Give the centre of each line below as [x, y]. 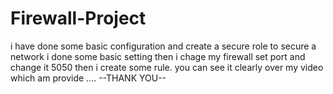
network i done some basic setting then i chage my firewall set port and [158, 56]
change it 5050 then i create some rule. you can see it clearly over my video [167, 67]
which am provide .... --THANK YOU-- [88, 78]
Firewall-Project [78, 18]
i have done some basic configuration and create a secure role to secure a [163, 46]
